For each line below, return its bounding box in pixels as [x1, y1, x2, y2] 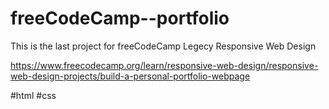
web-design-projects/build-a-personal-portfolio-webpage [10, 70, 251, 82]
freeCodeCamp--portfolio [10, 7, 230, 30]
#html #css [10, 89, 57, 101]
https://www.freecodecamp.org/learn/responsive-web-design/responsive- [10, 59, 319, 71]
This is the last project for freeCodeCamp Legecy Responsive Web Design [10, 40, 317, 52]
